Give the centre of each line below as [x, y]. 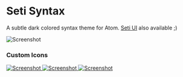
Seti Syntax [36, 11]
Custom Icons [27, 55]
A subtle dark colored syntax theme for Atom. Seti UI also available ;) [92, 28]
